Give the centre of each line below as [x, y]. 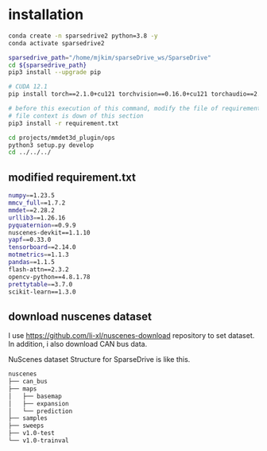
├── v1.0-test [32, 434]
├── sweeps [26, 426]
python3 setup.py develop [51, 145]
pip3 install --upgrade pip [55, 72]
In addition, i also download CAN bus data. [78, 344]
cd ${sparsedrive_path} [48, 65]
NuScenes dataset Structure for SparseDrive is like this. [99, 360]
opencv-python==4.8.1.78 [49, 277]
